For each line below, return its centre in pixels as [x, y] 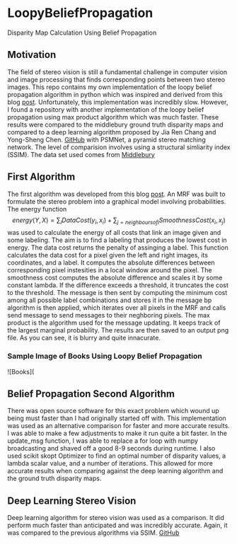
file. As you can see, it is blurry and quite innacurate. [84, 338]
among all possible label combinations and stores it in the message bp [110, 300]
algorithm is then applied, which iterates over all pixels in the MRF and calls [117, 308]
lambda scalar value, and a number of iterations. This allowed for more [110, 463]
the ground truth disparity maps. [54, 478]
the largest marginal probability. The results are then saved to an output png [118, 330]
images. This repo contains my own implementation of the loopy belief [110, 87]
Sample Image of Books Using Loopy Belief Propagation [105, 357]
